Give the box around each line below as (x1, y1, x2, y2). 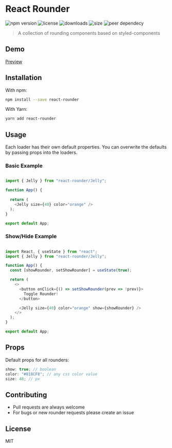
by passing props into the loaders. (5, 149, 78, 155)
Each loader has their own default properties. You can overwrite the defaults (5, 144, 167, 150)
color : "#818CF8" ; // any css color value (5, 372, 98, 377)
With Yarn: (5, 106, 28, 112)
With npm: (5, 87, 27, 93)
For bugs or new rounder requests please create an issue (12, 410, 135, 416)
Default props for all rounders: (5, 357, 69, 363)
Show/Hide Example (5, 233, 57, 240)
